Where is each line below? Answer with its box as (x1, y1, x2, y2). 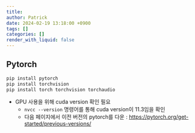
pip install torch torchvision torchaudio (6, 86, 115, 92)
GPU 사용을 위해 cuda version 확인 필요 (15, 98, 111, 106)
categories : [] (6, 31, 45, 37)
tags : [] (6, 25, 29, 32)
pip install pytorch (6, 75, 59, 82)
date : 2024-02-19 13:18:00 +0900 (6, 20, 91, 26)
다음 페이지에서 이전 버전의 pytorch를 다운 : (24, 113, 128, 121)
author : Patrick (6, 15, 47, 21)
